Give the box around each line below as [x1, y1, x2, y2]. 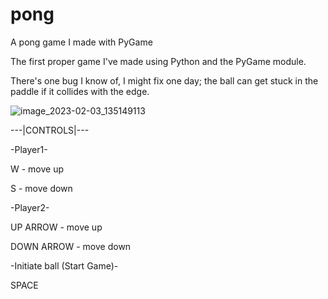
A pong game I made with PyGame [10, 36, 153, 48]
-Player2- [10, 201, 50, 213]
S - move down [10, 182, 73, 194]
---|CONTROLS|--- [10, 124, 90, 136]
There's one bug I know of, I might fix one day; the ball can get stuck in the [10, 74, 319, 87]
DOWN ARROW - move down [10, 240, 132, 252]
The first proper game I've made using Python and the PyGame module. [10, 55, 307, 67]
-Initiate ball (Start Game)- [10, 259, 119, 272]
